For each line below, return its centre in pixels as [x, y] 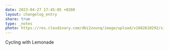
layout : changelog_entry [31, 14]
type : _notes [19, 24]
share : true [18, 19]
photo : [12, 28]
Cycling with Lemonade [30, 42]
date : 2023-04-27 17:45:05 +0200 [40, 10]
